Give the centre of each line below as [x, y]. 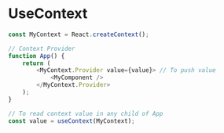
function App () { [37, 56]
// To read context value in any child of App [86, 113]
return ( [37, 63]
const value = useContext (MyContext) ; [72, 121]
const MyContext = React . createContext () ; [79, 34]
